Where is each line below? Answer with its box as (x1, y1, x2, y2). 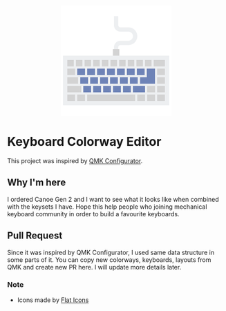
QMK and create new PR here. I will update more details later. (7, 263, 182, 271)
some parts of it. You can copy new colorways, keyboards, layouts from (7, 255, 211, 264)
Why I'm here (7, 177, 66, 189)
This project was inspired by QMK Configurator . (7, 156, 143, 164)
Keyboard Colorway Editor (7, 134, 162, 150)
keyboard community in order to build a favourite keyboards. (7, 209, 180, 218)
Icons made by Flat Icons (17, 296, 89, 304)
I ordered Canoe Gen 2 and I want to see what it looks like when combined (7, 195, 219, 203)
